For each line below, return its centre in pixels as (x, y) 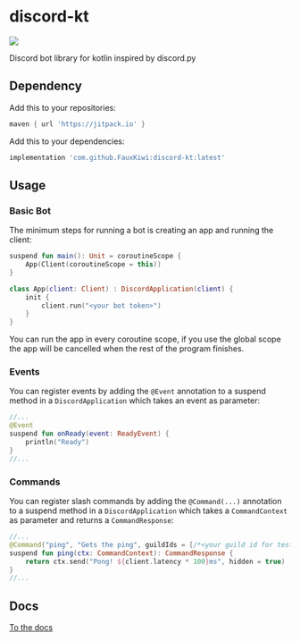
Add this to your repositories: (62, 107)
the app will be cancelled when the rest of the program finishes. (127, 349)
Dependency (46, 86)
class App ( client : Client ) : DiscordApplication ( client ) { (121, 289)
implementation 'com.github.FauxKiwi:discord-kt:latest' (117, 157)
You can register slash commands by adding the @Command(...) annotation (146, 502)
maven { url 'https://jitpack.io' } (77, 124)
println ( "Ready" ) (58, 443)
